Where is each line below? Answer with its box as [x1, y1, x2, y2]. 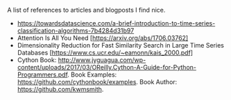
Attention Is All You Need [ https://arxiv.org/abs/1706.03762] [17, 34, 189, 42]
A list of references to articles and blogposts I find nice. [7, 6, 166, 14]
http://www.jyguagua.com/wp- [58, 56, 146, 64]
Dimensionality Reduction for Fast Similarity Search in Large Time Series [17, 41, 224, 49]
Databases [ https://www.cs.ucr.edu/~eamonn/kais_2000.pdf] [17, 48, 193, 57]
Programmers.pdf [17, 70, 68, 79]
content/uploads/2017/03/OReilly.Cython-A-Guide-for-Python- [17, 63, 196, 71]
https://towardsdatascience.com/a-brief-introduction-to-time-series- [17, 19, 216, 27]
